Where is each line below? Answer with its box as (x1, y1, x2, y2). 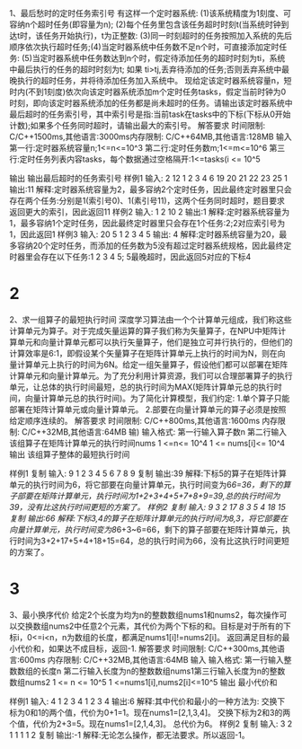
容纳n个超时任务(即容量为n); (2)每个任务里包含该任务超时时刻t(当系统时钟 (9, 19, 281, 30)
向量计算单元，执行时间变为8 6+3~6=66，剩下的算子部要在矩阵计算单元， (9, 524, 283, 534)
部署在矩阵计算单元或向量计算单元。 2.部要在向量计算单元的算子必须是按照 (9, 403, 287, 415)
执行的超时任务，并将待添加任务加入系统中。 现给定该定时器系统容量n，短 (16, 75, 292, 85)
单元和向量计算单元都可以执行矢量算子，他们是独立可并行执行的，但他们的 (16, 336, 293, 348)
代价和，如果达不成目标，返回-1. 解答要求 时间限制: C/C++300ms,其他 (16, 643, 277, 654)
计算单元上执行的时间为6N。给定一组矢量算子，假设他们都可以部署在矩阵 (16, 358, 289, 370)
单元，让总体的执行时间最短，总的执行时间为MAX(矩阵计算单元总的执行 (9, 381, 274, 392)
